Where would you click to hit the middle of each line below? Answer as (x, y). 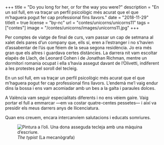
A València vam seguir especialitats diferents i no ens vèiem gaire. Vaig (77, 98)
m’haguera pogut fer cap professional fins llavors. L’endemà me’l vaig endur (82, 83)
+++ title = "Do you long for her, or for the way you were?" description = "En (82, 7)
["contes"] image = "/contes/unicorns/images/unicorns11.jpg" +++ (72, 28)
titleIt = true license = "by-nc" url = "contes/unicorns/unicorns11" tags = (78, 22)
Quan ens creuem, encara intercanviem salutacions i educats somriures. (78, 117)
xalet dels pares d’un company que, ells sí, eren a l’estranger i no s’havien (80, 42)
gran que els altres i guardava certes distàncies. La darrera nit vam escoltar (81, 53)
